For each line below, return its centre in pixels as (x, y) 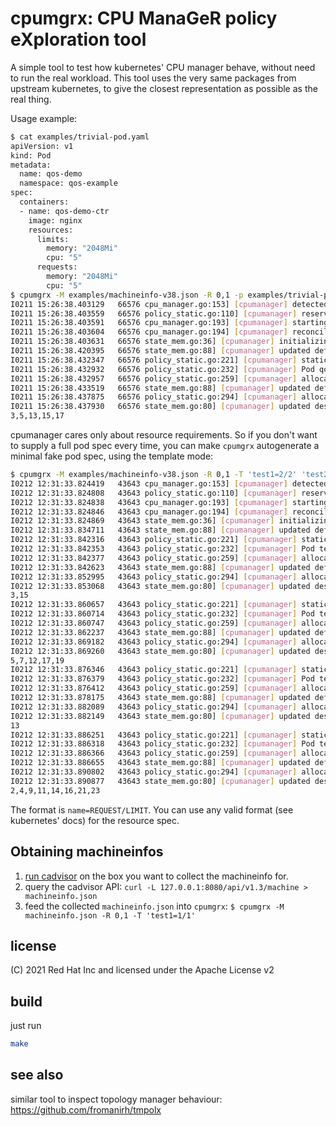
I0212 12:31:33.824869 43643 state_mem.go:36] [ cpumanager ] (142, 521)
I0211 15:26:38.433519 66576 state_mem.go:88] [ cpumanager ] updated (160, 388)
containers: (44, 202)
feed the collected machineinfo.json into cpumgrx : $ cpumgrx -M (154, 906)
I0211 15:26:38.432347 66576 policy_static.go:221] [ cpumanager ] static (169, 360)
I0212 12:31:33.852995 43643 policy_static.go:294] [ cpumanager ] (154, 577)
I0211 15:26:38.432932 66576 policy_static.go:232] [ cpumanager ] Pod (162, 369)
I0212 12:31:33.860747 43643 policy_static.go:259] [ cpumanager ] (154, 623)
